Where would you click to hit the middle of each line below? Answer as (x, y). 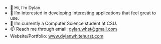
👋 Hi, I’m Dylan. (26, 8)
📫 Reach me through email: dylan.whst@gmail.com (63, 29)
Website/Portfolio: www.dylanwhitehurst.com (57, 36)
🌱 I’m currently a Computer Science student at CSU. (63, 23)
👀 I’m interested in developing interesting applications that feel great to (83, 13)
